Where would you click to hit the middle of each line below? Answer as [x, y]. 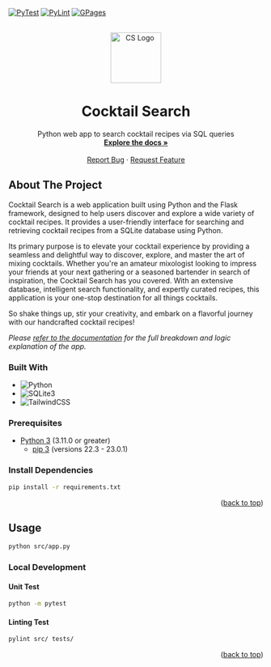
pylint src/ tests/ [41, 639]
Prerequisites [35, 423]
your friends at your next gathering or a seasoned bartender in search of [129, 272]
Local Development [47, 567]
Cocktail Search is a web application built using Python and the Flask [123, 204]
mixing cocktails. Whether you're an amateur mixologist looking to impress [133, 263]
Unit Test [24, 586]
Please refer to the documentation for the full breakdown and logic [120, 338]
